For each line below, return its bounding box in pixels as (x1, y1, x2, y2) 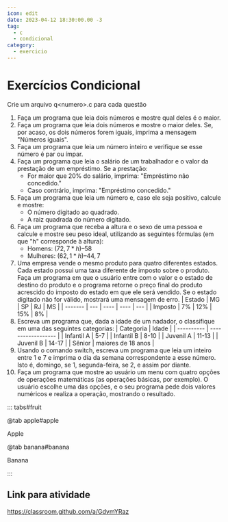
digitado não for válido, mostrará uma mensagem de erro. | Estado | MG (16, 295, 220, 303)
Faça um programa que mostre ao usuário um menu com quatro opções (16, 367, 220, 376)
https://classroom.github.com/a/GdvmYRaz (7, 507, 129, 515)
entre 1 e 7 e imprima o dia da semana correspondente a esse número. (16, 353, 216, 361)
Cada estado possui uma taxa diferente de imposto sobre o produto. (16, 266, 210, 274)
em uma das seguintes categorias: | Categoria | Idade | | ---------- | (16, 324, 209, 332)
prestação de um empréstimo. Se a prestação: (16, 164, 149, 172)
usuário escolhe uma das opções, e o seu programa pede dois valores (16, 382, 216, 391)
